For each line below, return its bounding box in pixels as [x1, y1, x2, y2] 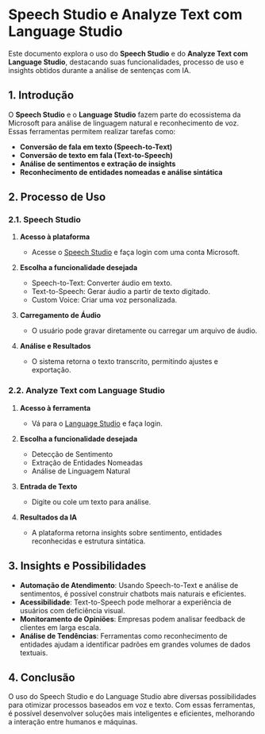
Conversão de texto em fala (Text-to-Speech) [19, 150, 173, 160]
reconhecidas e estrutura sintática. [31, 536, 146, 546]
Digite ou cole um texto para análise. [31, 496, 152, 506]
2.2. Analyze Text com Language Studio [8, 385, 165, 396]
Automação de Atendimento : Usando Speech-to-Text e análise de [19, 580, 239, 589]
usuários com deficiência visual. [19, 605, 125, 615]
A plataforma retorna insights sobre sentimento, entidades [31, 527, 222, 537]
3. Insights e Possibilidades [8, 559, 147, 573]
